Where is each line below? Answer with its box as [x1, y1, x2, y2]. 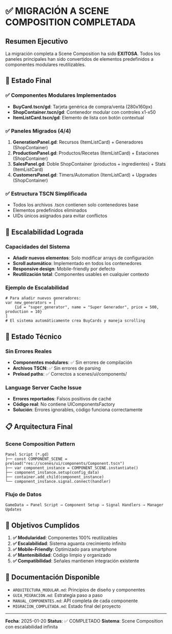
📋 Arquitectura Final [5, 422, 73, 431]
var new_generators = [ [5, 300, 56, 306]
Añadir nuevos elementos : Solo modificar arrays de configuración [12, 255, 154, 261]
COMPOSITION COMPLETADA [5, 16, 136, 28]
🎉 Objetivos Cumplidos [5, 521, 80, 530]
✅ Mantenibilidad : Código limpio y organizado [12, 552, 111, 558]
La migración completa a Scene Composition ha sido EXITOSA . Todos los [5, 50, 161, 57]
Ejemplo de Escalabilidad [5, 284, 69, 291]
